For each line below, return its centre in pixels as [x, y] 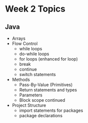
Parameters [31, 95]
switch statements [37, 74]
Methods [21, 79]
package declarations [41, 115]
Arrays [19, 38]
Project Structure [29, 105]
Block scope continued [42, 100]
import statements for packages [51, 110]
